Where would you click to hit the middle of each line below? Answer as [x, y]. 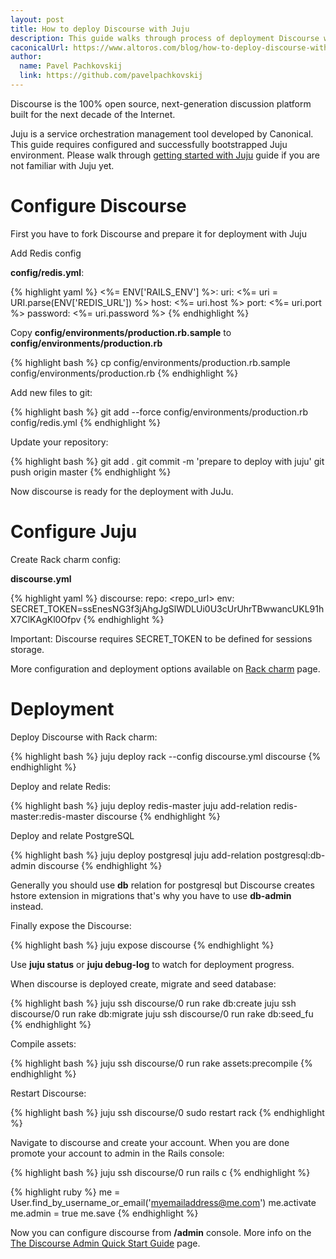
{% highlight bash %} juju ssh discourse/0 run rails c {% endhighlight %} [160, 1172]
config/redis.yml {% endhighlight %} [85, 422]
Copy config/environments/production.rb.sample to [121, 332]
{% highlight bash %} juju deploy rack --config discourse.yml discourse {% [166, 756]
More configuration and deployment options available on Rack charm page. [165, 668]
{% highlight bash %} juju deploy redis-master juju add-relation [141, 805]
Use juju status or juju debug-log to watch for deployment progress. [152, 964]
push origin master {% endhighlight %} [91, 472]
